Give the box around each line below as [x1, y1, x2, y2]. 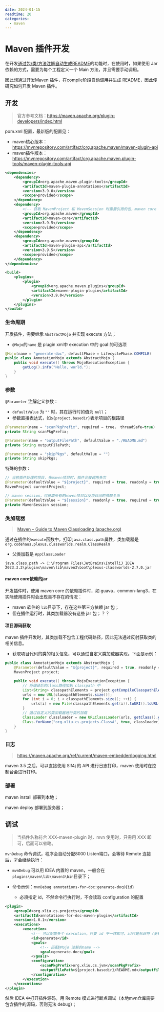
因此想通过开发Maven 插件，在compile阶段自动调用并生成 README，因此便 [5, 77, 158, 83]
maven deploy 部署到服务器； [5, 805, 65, 810]
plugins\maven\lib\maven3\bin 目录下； [12, 873, 91, 879]
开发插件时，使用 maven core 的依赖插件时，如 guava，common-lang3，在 [5, 588, 157, 594]
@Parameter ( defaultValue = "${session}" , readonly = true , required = [5, 498, 152, 503]
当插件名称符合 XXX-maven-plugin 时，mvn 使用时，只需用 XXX [17, 834, 146, 840]
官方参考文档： [17, 113, 47, 118]
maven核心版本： [12, 139, 47, 144]
